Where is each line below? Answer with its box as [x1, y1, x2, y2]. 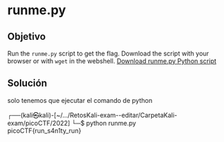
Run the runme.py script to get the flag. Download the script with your [7, 49, 209, 58]
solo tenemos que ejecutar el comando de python [7, 96, 152, 104]
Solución [7, 77, 47, 89]
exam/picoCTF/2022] [7, 119, 71, 127]
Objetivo [7, 31, 46, 43]
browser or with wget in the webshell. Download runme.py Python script [7, 57, 217, 65]
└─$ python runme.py [72, 119, 137, 127]
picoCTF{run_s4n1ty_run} [7, 126, 82, 135]
